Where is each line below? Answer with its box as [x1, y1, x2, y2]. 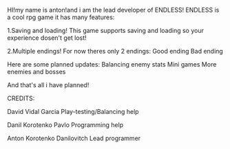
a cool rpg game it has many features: [7, 13, 115, 21]
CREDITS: [7, 94, 35, 102]
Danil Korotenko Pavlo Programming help [7, 121, 124, 129]
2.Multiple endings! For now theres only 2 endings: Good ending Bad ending [7, 47, 224, 55]
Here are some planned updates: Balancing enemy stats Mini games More [7, 60, 217, 68]
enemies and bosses [7, 68, 66, 76]
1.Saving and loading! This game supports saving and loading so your [7, 27, 205, 34]
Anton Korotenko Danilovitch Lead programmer [7, 134, 141, 142]
